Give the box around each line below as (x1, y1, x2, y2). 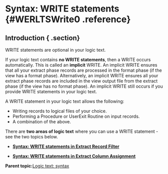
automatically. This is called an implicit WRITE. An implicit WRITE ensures (5, 62, 157, 68)
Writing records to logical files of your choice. (12, 108, 107, 114)
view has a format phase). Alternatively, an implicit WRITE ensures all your (5, 73, 158, 78)
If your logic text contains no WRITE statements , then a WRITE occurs (5, 57, 151, 63)
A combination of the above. (12, 119, 71, 124)
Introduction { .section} (5, 34, 80, 42)
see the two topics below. (5, 134, 58, 139)
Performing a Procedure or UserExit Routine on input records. (12, 113, 140, 119)
